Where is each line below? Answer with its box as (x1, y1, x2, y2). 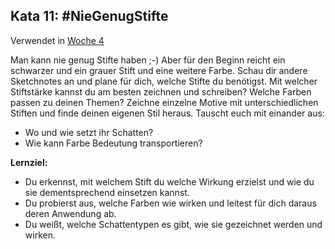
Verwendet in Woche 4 (10, 34, 105, 46)
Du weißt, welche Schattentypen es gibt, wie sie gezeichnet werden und (24, 218, 323, 230)
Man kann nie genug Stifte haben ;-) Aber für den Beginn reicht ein (10, 54, 286, 66)
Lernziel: (10, 156, 48, 168)
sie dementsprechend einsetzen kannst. (24, 186, 190, 198)
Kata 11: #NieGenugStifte (10, 8, 169, 25)
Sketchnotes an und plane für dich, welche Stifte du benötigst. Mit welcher (10, 75, 318, 87)
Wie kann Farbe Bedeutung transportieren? (24, 137, 203, 149)
